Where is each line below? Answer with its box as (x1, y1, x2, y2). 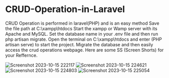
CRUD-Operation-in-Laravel (5, 4, 125, 15)
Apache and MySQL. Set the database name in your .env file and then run (5, 31, 158, 37)
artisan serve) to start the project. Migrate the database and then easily (5, 41, 153, 47)
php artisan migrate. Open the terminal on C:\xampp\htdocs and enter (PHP (5, 36, 162, 42)
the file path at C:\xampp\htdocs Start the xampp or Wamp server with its (5, 25, 157, 31)
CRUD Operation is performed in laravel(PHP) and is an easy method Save (5, 20, 160, 26)
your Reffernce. (5, 52, 38, 58)
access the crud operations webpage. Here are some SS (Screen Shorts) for (5, 47, 164, 53)
